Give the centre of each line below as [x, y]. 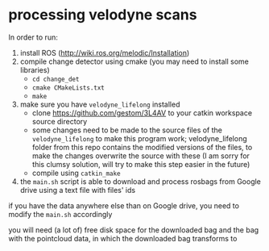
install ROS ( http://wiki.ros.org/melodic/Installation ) [105, 52]
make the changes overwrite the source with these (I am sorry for [141, 156]
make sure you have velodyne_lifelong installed [100, 104]
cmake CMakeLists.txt [68, 88]
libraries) [35, 69]
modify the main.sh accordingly [60, 214]
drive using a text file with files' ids [77, 190]
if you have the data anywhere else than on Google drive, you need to [124, 205]
